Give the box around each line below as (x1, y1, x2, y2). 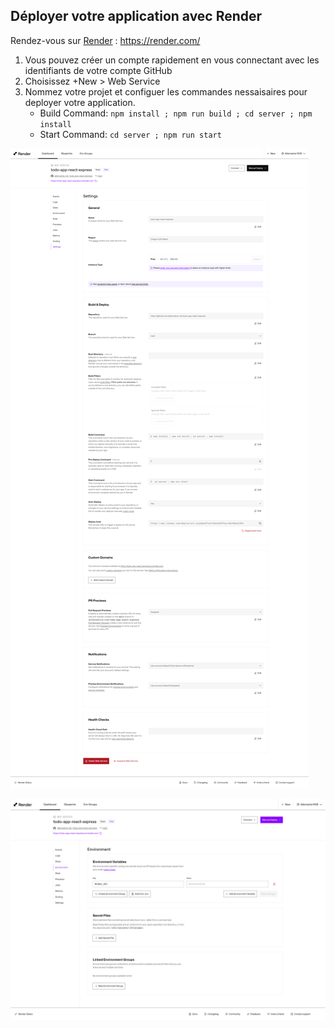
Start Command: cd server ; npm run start (39, 128, 222, 140)
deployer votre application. (24, 96, 136, 108)
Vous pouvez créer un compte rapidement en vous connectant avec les (24, 54, 320, 66)
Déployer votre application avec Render (10, 8, 263, 25)
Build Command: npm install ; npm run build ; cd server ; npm (39, 107, 313, 119)
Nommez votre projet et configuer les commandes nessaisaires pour (24, 85, 308, 98)
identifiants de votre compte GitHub (24, 64, 173, 76)
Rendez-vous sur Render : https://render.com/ (10, 34, 201, 46)
